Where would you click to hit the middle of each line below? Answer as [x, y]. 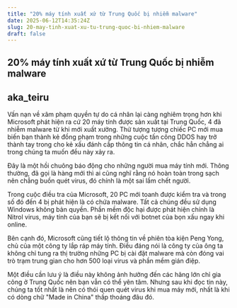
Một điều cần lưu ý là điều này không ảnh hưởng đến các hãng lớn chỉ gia [114, 275]
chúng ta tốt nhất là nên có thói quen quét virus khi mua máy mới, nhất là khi [118, 290]
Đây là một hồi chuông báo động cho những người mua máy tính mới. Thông [118, 166]
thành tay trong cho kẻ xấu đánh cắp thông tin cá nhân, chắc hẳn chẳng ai [116, 144]
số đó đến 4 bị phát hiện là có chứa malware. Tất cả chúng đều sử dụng [112, 202]
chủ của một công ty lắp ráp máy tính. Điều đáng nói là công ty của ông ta [115, 246]
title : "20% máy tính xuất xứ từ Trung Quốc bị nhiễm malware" [103, 14]
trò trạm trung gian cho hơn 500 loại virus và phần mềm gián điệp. [104, 261]
